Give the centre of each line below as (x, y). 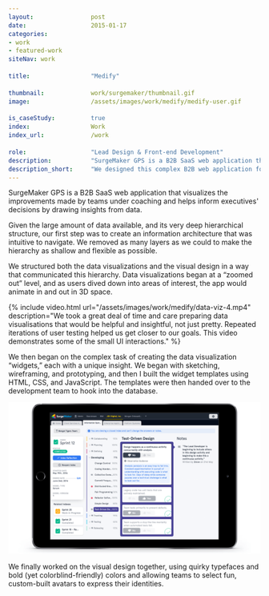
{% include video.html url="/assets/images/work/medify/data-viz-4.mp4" (130, 308)
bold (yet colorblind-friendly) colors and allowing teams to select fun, (123, 575)
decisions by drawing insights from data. (75, 210)
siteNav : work (32, 59)
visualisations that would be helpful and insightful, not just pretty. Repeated (132, 324)
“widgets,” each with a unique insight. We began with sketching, (114, 365)
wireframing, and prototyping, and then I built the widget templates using (128, 374)
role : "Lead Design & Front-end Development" (116, 152)
